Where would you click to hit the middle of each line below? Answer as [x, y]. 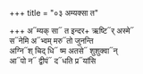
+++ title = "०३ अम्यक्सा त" [54, 13]
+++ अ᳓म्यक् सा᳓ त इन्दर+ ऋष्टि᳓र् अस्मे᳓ [72, 31]
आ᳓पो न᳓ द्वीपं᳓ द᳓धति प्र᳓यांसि [53, 61]
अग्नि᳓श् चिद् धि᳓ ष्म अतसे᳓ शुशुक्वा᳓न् [63, 51]
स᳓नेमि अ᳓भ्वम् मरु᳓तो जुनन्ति [51, 41]
